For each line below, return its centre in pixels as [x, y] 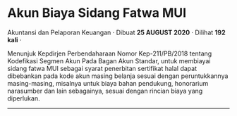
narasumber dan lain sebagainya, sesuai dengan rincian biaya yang [105, 91]
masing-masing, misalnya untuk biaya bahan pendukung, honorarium [108, 83]
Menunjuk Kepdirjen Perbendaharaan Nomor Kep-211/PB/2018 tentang [110, 53]
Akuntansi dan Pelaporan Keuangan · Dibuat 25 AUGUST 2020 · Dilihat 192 [116, 32]
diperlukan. [24, 98]
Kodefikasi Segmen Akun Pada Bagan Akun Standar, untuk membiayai [109, 60]
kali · [14, 39]
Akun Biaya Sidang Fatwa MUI [97, 13]
